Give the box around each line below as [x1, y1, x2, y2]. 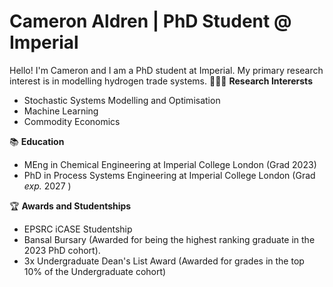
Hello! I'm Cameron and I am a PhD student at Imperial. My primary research [9, 64, 324, 76]
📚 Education [9, 135, 65, 147]
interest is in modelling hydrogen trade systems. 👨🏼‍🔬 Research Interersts [9, 75, 313, 87]
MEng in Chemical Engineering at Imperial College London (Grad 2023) [23, 158, 317, 170]
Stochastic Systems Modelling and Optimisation [23, 94, 221, 106]
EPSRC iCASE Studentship [23, 223, 133, 235]
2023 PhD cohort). [23, 244, 101, 256]
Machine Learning [23, 105, 99, 117]
